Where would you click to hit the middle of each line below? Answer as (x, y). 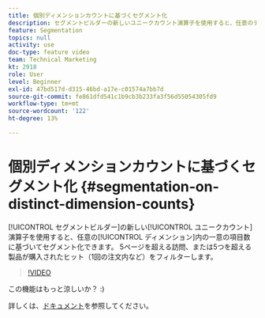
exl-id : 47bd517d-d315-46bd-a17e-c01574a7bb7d (86, 89)
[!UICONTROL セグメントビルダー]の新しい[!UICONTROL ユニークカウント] (131, 227)
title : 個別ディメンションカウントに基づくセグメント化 (88, 15)
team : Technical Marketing (52, 60)
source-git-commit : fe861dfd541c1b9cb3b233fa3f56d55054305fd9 (112, 97)
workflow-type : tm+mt (44, 104)
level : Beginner (35, 81)
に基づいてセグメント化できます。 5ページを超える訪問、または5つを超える (130, 247)
